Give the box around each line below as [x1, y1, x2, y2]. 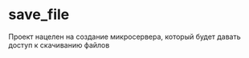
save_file [8, 6, 70, 24]
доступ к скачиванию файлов [8, 40, 110, 49]
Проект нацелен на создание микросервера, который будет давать [8, 32, 241, 41]
